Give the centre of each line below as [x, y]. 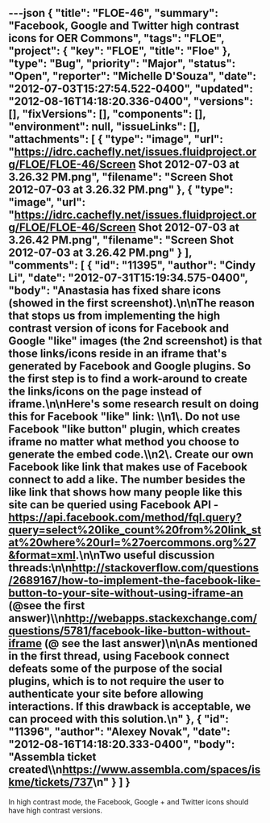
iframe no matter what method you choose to [124, 442]
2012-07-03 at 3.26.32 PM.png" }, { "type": [121, 190]
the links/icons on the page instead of [105, 392]
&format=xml [42, 556]
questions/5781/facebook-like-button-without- [130, 631]
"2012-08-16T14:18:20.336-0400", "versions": [131, 101]
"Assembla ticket [52, 757]
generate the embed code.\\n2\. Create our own [131, 455]
